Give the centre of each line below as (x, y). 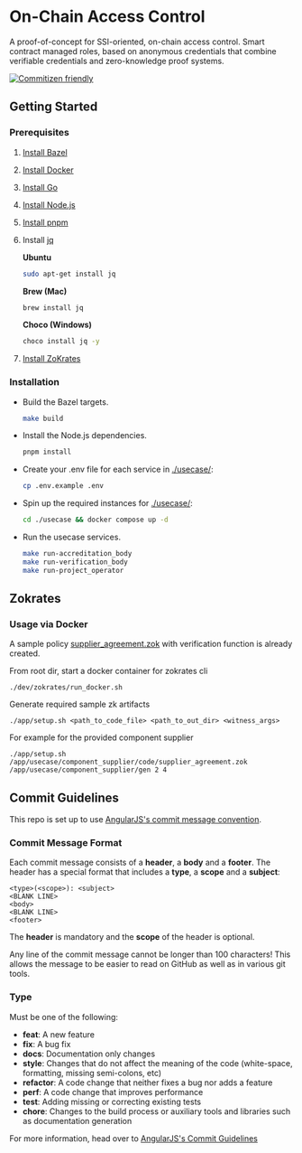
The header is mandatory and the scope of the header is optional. (132, 937)
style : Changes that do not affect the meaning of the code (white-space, (157, 1063)
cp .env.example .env (63, 486)
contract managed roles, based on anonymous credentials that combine (143, 51)
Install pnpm (46, 222)
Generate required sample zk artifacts (80, 704)
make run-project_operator (73, 570)
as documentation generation (77, 1120)
